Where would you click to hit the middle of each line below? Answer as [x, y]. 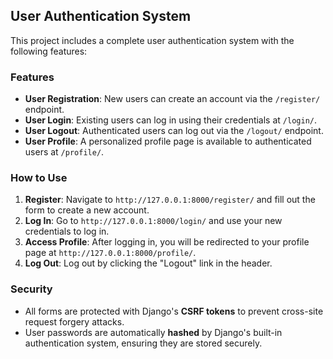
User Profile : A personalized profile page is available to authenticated [168, 141]
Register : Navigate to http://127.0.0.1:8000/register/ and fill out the [170, 200]
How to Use [39, 178]
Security [31, 289]
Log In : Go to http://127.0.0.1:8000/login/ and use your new [153, 221]
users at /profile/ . [64, 152]
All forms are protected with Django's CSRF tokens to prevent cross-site [174, 311]
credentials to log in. [67, 231]
